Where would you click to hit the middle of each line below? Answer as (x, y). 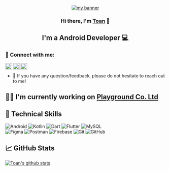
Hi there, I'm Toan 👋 (85, 21)
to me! (19, 81)
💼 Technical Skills (34, 114)
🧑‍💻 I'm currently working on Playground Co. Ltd (82, 97)
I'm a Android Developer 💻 (85, 38)
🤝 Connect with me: (30, 55)
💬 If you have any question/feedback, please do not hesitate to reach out (89, 75)
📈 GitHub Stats (30, 148)
